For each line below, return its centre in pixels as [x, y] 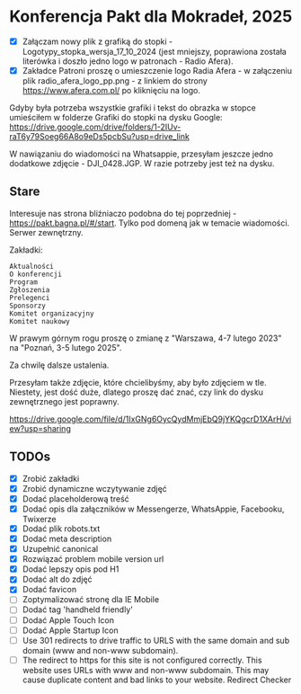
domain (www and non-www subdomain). [100, 650]
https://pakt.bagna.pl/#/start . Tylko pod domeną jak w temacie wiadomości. [150, 223]
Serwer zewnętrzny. [46, 232]
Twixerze [39, 519]
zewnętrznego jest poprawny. [64, 401]
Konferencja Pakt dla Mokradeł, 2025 [151, 17]
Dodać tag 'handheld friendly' [77, 609]
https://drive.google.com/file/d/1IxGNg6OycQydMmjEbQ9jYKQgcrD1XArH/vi [150, 419]
